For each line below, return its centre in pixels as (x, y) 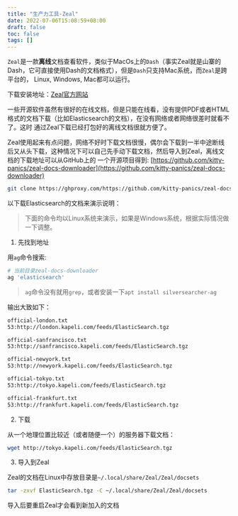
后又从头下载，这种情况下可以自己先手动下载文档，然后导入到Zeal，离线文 (116, 151)
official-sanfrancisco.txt (47, 340)
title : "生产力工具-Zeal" (43, 14)
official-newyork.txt (39, 360)
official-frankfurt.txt (42, 398)
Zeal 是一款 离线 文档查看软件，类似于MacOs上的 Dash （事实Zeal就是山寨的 (114, 62)
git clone (22, 189)
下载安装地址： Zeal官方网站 (48, 95)
